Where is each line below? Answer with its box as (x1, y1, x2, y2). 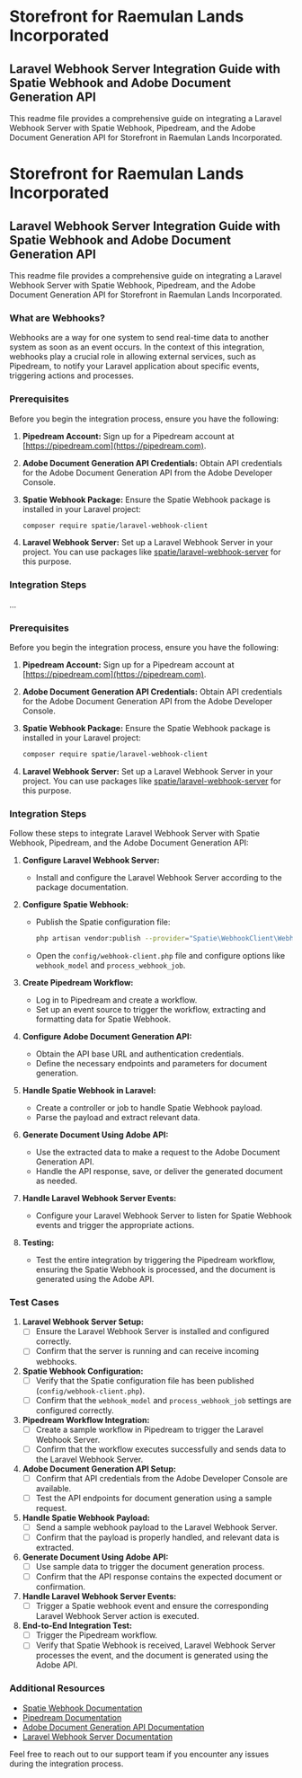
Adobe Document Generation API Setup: (22, 1463, 177, 1474)
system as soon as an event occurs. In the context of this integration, (9, 341, 265, 352)
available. (35, 1482, 72, 1493)
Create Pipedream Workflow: (22, 977, 134, 988)
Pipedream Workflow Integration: (22, 1414, 150, 1425)
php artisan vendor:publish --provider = (35, 934, 190, 943)
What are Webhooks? (9, 312, 106, 324)
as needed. (35, 1175, 78, 1187)
